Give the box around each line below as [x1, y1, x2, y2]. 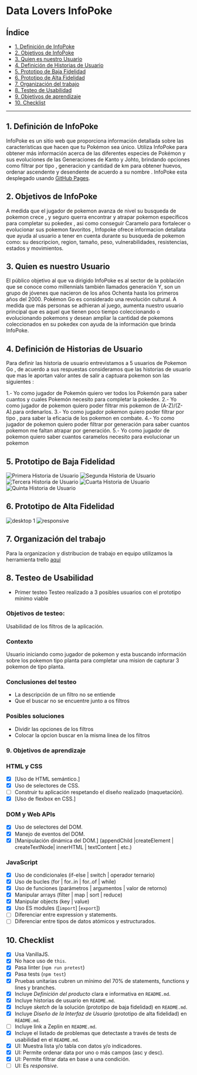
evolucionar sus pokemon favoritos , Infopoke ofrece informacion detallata [6, 226, 186, 233]
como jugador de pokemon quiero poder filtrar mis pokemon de [6, 402, 160, 409]
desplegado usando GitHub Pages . [6, 174, 90, 181]
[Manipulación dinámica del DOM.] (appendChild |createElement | [14, 837, 174, 844]
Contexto [6, 637, 33, 645]
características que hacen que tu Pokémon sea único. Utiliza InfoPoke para [6, 143, 188, 150]
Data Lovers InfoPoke [6, 4, 113, 18]
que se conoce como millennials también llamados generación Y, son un [6, 283, 181, 290]
